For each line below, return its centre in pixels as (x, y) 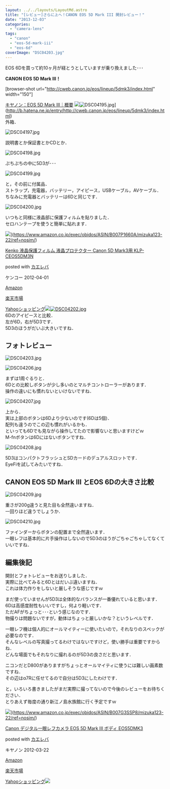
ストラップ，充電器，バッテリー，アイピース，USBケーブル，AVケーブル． (83, 190)
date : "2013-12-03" (26, 19)
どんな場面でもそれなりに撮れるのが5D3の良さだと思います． (70, 654)
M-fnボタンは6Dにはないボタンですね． (47, 437)
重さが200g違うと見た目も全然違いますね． (51, 505)
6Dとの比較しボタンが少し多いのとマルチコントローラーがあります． (77, 385)
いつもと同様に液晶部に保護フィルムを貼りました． (59, 217)
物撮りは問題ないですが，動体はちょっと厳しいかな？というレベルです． (81, 618)
